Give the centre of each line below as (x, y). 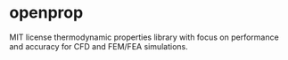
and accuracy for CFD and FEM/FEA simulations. (99, 46)
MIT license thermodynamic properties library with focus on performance (144, 37)
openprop (46, 13)
